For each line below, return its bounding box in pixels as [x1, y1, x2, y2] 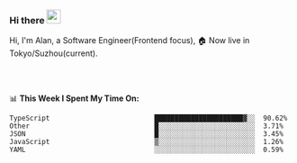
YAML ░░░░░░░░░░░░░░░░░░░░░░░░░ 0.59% [9, 145, 283, 155]
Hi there [9, 14, 45, 26]
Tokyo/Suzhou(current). [9, 48, 98, 59]
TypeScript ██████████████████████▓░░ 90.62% [9, 113, 288, 123]
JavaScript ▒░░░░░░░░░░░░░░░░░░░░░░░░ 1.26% [9, 138, 283, 147]
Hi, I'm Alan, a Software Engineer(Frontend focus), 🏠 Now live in [9, 35, 250, 46]
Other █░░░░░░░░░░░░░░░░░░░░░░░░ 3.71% [9, 122, 283, 131]
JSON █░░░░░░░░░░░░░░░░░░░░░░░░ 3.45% [9, 130, 283, 139]
